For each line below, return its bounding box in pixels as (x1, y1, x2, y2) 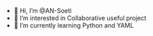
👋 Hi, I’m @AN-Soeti (13, 7, 72, 15)
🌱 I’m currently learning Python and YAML (13, 21, 134, 29)
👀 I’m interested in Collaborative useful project (13, 14, 147, 22)
